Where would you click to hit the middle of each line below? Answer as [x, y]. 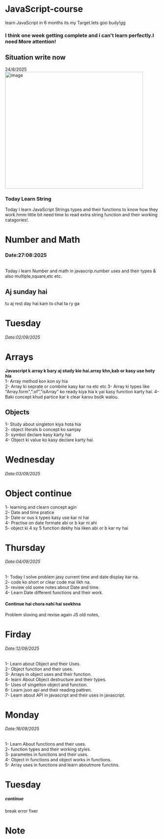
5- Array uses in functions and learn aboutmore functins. [62, 765]
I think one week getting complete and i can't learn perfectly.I [80, 35]
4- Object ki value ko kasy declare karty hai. [50, 440]
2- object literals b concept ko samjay [43, 429]
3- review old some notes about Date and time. [52, 587]
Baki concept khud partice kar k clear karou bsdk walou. [62, 397]
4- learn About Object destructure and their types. [56, 679]
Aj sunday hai [26, 292]
